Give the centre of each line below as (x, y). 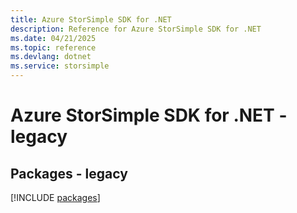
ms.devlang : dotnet (51, 57)
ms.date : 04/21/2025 (53, 38)
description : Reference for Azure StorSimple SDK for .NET (136, 29)
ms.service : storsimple (60, 66)
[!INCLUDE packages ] (55, 197)
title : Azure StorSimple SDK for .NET (91, 19)
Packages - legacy (69, 173)
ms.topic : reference (53, 47)
